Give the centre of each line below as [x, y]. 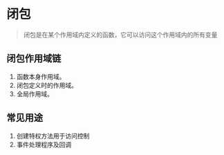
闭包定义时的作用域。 [47, 85]
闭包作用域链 [34, 58]
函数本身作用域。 [41, 76]
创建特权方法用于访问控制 [53, 136]
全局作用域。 [35, 93]
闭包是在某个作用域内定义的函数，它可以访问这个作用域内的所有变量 [120, 35]
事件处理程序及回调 [44, 144]
